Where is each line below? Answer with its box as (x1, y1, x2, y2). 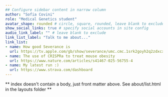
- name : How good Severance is (5, 44, 70, 49)
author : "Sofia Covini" (5, 12, 55, 17)
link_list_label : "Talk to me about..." (5, 35, 91, 40)
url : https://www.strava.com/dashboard (9, 68, 93, 73)
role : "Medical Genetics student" (5, 16, 77, 21)
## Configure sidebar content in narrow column (5, 7, 106, 12)
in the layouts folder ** (5, 87, 52, 92)
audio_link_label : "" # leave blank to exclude (5, 30, 106, 35)
